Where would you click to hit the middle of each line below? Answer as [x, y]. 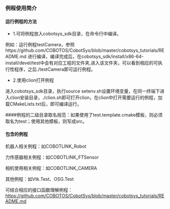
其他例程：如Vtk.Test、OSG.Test [40, 179]
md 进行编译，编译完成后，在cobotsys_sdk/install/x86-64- [82, 56]
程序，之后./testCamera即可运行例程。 [55, 69]
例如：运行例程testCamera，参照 [40, 45]
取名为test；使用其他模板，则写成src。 [46, 121]
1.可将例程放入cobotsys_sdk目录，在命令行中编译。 [67, 34]
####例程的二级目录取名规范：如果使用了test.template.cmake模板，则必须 [84, 115]
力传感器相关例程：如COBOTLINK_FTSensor [52, 157]
